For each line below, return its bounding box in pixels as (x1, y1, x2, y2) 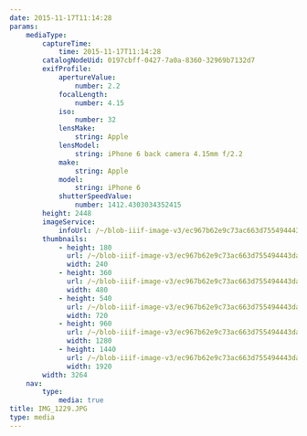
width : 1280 (67, 336, 112, 346)
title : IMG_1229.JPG (9, 404, 89, 414)
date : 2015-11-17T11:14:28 (9, 13, 112, 23)
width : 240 (67, 260, 108, 270)
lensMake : (58, 124, 96, 133)
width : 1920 (67, 362, 112, 371)
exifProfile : (42, 65, 92, 74)
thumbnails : (42, 234, 89, 243)
